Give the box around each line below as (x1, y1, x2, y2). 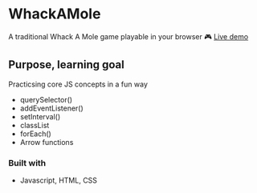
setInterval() (19, 111, 61, 121)
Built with (8, 157, 47, 168)
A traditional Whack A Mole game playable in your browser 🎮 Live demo (8, 31, 249, 41)
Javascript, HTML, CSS (19, 175, 98, 185)
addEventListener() (19, 103, 84, 113)
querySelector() (19, 94, 73, 104)
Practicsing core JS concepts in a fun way (8, 79, 149, 89)
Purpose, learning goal (8, 58, 124, 72)
